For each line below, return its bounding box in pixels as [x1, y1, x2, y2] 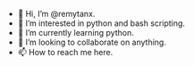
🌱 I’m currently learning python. [17, 28, 134, 37]
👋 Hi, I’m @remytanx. [17, 9, 96, 19]
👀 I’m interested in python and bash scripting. [17, 18, 186, 29]
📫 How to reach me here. [17, 47, 114, 57]
